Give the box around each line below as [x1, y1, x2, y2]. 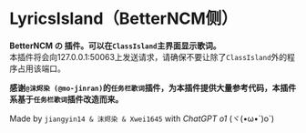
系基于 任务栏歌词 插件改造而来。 [9, 93, 124, 105]
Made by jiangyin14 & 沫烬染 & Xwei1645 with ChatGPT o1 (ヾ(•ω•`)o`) [9, 113, 275, 124]
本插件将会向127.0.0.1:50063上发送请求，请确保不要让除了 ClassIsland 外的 [9, 51, 288, 62]
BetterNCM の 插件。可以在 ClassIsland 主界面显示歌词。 [9, 40, 221, 51]
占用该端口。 [16, 63, 66, 74]
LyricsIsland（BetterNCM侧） [9, 8, 239, 29]
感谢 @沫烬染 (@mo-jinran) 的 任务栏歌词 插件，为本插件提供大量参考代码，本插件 [9, 82, 297, 93]
